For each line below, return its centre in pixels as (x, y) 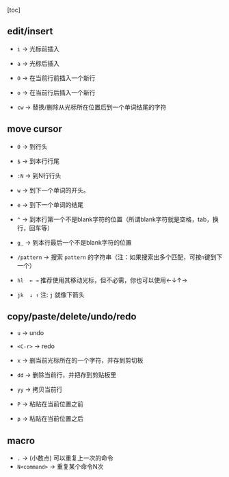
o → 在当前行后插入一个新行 (56, 93)
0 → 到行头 (32, 146)
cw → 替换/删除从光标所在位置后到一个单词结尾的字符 (92, 107)
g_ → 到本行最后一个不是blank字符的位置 (74, 242)
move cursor (35, 129)
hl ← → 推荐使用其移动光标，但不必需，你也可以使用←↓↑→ (102, 280)
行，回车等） (35, 228)
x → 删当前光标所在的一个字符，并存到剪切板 (80, 360)
